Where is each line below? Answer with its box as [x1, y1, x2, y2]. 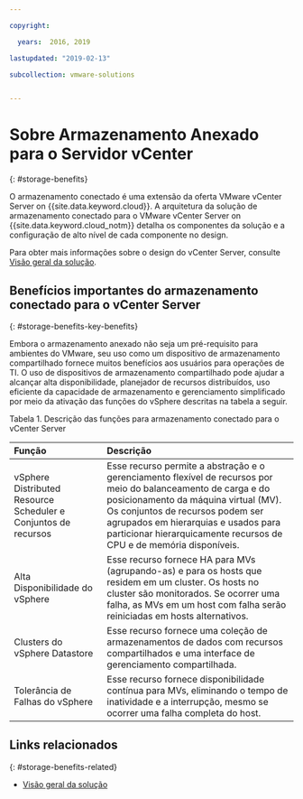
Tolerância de [14, 684, 72, 696]
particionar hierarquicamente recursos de [106, 527, 283, 540]
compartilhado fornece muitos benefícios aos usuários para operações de [9, 358, 285, 368]
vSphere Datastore [14, 647, 94, 659]
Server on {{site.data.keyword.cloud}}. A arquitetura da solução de [9, 200, 258, 212]
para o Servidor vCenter [9, 144, 194, 164]
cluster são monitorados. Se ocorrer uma [106, 588, 280, 599]
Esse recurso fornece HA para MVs [106, 553, 256, 565]
